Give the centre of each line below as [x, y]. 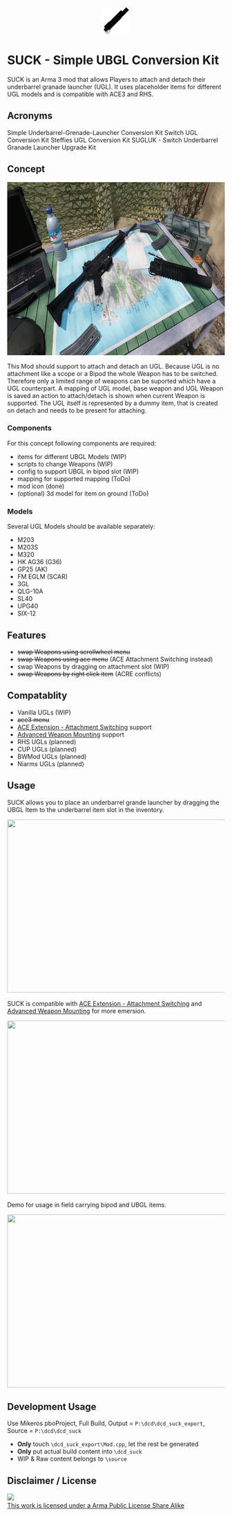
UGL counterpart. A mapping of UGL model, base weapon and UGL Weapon [115, 388]
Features [27, 635]
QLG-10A [30, 591]
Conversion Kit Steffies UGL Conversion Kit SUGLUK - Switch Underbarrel [113, 140]
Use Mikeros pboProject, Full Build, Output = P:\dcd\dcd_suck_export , [106, 1423]
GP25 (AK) [32, 569]
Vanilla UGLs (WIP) [44, 712]
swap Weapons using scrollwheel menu [74, 651]
